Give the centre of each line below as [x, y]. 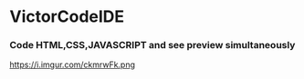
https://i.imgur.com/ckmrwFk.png [72, 64]
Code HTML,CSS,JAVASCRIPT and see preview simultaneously [152, 45]
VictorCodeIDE [67, 17]
